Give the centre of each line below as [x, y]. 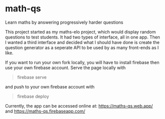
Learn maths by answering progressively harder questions [64, 22]
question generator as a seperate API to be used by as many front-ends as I [82, 47]
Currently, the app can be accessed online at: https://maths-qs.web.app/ [79, 106]
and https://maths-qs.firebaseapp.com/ [45, 111]
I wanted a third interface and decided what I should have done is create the [82, 42]
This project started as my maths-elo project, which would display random [81, 32]
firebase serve [32, 77]
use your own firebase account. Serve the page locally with [65, 68]
